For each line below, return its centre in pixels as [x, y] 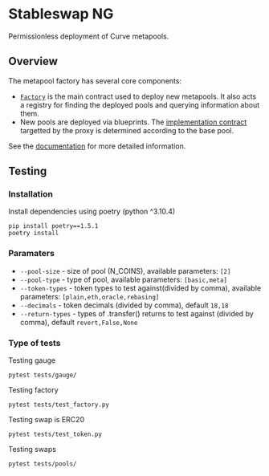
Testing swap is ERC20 [47, 420]
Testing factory [33, 390]
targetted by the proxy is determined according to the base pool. [127, 130]
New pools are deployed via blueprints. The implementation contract [133, 122]
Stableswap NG [61, 14]
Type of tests [35, 343]
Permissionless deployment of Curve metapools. [89, 36]
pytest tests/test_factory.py [59, 405]
